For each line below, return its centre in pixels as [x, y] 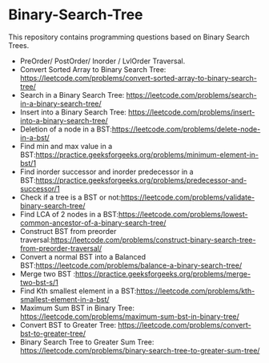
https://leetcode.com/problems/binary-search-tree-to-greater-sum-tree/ [140, 350]
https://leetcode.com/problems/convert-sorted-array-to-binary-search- [139, 78]
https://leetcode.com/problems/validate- [188, 197]
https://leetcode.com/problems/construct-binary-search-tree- [153, 240]
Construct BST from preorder [68, 231]
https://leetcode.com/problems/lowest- [183, 214]
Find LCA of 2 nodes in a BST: [69, 214]
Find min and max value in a [66, 146]
